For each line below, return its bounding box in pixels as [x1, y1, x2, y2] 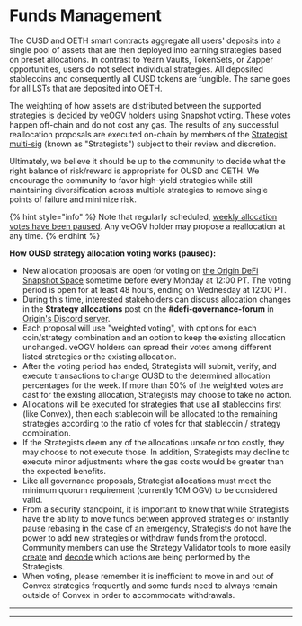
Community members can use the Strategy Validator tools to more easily [22, 542, 292, 552]
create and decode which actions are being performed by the [22, 551, 251, 562]
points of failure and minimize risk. [9, 194, 138, 205]
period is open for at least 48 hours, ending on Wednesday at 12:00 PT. [22, 284, 287, 295]
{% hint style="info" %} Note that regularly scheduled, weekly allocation [9, 211, 278, 222]
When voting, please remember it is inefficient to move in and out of [22, 570, 274, 581]
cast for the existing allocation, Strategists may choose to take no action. [22, 389, 292, 400]
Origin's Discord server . [22, 313, 111, 323]
